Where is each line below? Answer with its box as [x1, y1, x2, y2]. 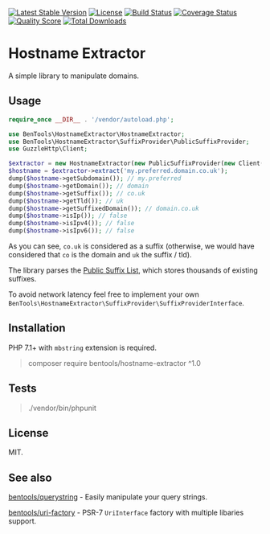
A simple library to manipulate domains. [8, 71, 139, 80]
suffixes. [8, 274, 37, 283]
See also [8, 470, 52, 484]
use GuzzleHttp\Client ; [8, 145, 88, 153]
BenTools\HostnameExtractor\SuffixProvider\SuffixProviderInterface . [8, 298, 245, 307]
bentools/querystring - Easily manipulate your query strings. [8, 492, 207, 502]
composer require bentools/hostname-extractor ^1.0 [27, 358, 201, 368]
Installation [8, 322, 66, 335]
